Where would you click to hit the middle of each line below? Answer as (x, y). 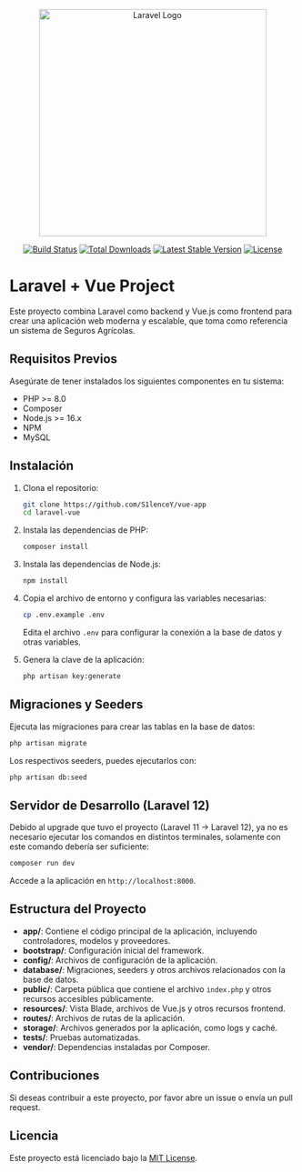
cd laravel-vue (51, 513)
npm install (45, 581)
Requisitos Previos (64, 359)
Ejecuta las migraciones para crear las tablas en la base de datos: (132, 726)
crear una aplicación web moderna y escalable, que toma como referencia (149, 321)
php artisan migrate (49, 743)
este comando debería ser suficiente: (80, 846)
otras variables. (52, 642)
